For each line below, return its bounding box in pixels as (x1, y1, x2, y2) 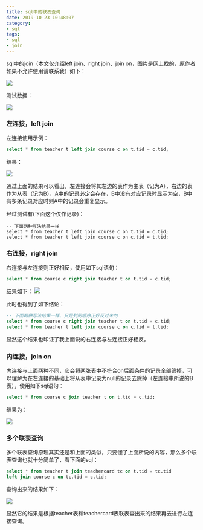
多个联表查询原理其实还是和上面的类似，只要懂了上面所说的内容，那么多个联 (6, 448, 197, 456)
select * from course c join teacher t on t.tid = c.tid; (6, 394, 155, 401)
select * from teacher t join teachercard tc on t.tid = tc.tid (6, 468, 172, 474)
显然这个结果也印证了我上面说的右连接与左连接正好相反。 (6, 335, 149, 343)
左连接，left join (6, 119, 54, 128)
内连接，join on (6, 352, 51, 360)
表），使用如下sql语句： (6, 382, 65, 390)
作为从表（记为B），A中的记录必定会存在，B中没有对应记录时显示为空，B (6, 190, 187, 197)
